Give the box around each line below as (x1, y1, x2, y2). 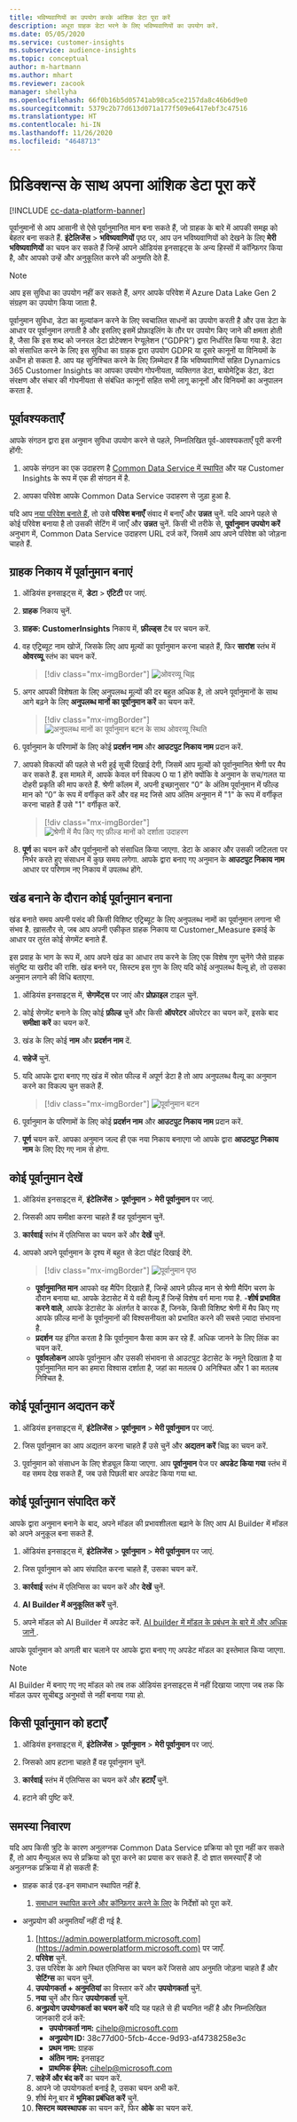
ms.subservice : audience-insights (9, 46, 137, 55)
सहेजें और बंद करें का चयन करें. (35, 2073, 122, 2084)
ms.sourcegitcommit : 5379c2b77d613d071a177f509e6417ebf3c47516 (9, 104, 248, 113)
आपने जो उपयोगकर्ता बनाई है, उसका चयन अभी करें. (35, 2083, 180, 2094)
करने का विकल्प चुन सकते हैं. (21, 1081, 104, 1092)
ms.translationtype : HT (9, 112, 98, 121)
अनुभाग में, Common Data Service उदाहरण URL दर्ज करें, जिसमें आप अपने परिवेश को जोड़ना (9, 528, 286, 538)
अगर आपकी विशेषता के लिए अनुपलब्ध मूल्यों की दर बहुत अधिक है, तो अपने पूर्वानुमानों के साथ (21, 687, 277, 697)
